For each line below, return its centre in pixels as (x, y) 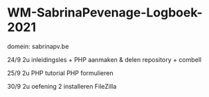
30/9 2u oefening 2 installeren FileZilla (62, 86)
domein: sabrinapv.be (38, 46)
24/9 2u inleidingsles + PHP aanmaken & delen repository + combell (104, 59)
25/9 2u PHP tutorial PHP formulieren (61, 73)
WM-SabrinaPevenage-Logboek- (105, 13)
